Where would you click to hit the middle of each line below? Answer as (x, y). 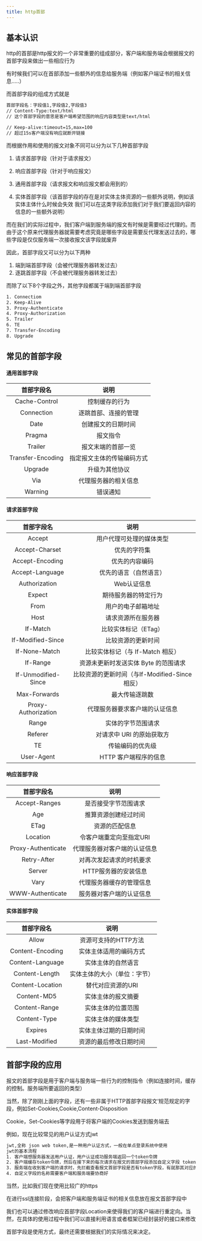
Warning (36, 492)
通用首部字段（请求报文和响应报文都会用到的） (73, 184)
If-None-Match (38, 651)
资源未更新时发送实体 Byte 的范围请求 (133, 663)
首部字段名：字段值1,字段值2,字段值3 (47, 105)
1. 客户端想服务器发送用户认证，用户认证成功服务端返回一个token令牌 (82, 1157)
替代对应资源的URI (112, 986)
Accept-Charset (38, 549)
